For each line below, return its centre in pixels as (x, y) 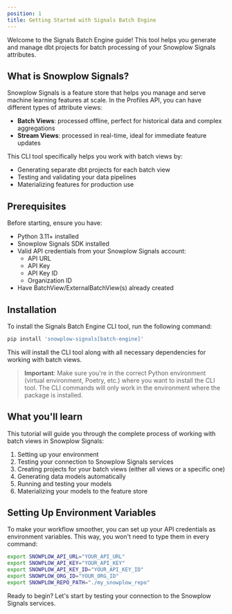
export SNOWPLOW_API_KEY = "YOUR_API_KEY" (66, 563)
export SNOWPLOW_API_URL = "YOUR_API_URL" (66, 557)
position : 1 (24, 13)
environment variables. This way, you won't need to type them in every (108, 536)
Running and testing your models (64, 484)
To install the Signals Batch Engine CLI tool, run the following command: (110, 326)
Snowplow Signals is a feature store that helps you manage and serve (107, 93)
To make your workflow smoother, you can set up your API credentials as (111, 530)
